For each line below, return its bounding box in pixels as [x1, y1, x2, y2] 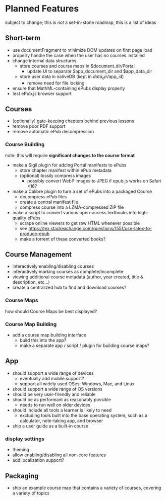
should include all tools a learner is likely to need [12, 407, 112, 413]
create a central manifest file [19, 199, 78, 205]
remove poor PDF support [12, 123, 66, 129]
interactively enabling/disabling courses [12, 263, 94, 269]
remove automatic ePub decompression [12, 129, 94, 135]
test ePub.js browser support [12, 90, 72, 96]
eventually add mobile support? [19, 375, 84, 381]
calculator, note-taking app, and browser [19, 417, 103, 423]
